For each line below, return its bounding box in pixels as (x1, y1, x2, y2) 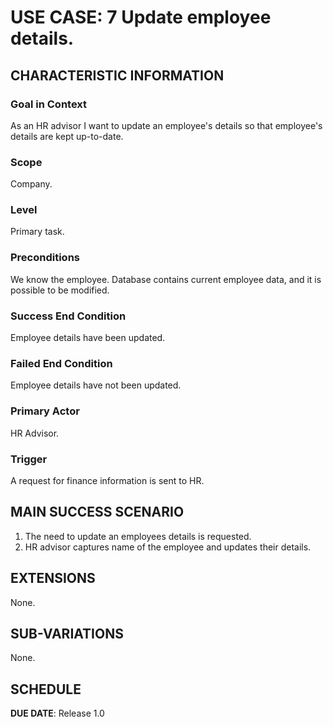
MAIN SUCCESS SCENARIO (10, 504, 185, 521)
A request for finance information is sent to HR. (10, 474, 205, 486)
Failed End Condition (10, 356, 113, 370)
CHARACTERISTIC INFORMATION (10, 67, 225, 84)
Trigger (10, 452, 48, 466)
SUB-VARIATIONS (10, 625, 124, 642)
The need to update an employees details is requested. (24, 530, 252, 542)
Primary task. (10, 226, 65, 238)
